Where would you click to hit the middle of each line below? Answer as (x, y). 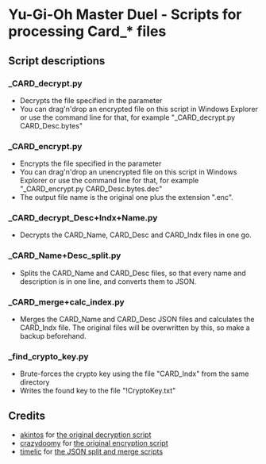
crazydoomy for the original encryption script (94, 443)
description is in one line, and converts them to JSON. (108, 281)
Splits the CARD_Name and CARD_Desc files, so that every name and (133, 273)
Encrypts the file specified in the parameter (91, 163)
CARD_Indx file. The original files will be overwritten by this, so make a (135, 328)
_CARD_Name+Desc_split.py (65, 255)
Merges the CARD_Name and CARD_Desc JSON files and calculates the (137, 320)
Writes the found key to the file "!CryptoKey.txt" (98, 391)
